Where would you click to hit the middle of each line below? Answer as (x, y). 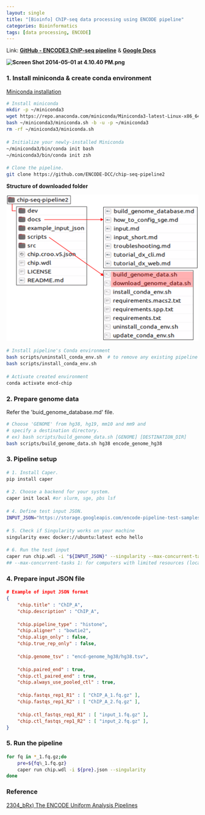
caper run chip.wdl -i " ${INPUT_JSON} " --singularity (76, 557)
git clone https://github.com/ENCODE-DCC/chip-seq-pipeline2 (86, 174)
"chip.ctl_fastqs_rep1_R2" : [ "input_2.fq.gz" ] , (83, 721)
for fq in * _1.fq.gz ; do (37, 757)
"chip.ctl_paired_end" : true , (57, 676)
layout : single (26, 13)
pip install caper (30, 479)
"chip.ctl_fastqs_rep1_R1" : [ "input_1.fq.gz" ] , (83, 715)
